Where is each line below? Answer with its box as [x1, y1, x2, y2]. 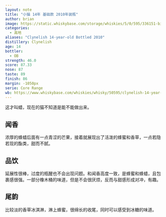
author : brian [5, 16, 35, 21]
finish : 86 [5, 76, 28, 81]
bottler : [5, 49, 23, 54]
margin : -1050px [5, 81, 39, 86]
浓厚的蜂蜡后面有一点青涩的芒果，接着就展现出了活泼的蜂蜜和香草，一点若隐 [5, 134, 161, 140]
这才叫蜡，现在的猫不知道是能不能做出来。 [5, 105, 92, 110]
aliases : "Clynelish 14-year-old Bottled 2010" [5, 35, 105, 40]
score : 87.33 [5, 62, 32, 67]
